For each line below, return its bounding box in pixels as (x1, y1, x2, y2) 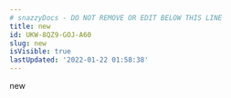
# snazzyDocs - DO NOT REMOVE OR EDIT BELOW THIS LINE (9, 13, 223, 23)
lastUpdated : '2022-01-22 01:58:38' (9, 55, 149, 64)
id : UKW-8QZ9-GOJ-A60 (9, 30, 92, 39)
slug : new (9, 38, 47, 48)
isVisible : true (9, 47, 71, 56)
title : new (9, 22, 51, 31)
